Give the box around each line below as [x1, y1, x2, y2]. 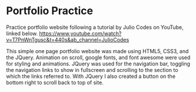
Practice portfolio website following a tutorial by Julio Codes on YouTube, [6, 24, 184, 31]
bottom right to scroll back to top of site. [6, 78, 104, 86]
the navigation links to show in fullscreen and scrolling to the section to [6, 66, 178, 73]
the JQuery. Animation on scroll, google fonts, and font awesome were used [6, 54, 191, 61]
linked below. [6, 29, 38, 37]
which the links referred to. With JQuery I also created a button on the [6, 73, 175, 80]
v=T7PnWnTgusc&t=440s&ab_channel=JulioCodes [6, 36, 129, 43]
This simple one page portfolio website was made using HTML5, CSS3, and [6, 47, 189, 54]
